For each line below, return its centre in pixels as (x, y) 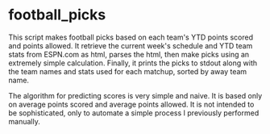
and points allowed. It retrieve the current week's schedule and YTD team (131, 45)
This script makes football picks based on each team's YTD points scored (131, 37)
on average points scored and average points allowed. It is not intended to (131, 104)
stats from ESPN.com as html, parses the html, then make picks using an (129, 54)
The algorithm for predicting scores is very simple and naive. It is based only (135, 95)
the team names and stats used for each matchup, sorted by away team (128, 71)
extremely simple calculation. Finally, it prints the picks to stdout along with (133, 63)
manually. (24, 121)
